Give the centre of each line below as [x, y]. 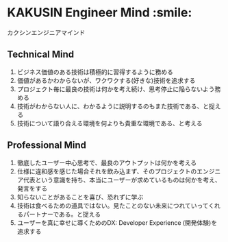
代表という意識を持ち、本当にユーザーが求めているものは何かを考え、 [122, 180]
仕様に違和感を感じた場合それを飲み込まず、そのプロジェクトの [107, 171]
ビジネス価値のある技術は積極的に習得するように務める [95, 72]
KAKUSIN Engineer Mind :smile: [100, 13]
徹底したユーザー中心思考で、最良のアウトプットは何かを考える [107, 162]
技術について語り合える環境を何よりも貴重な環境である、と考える [110, 123]
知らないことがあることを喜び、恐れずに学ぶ [80, 197]
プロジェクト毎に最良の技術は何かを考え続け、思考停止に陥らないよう [116, 89]
